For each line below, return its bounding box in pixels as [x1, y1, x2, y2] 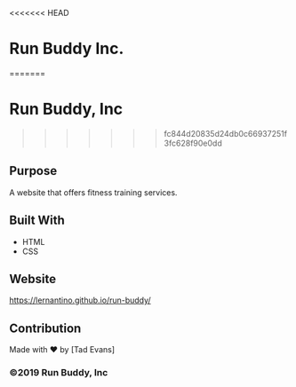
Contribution [9, 320, 82, 336]
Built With [9, 213, 65, 228]
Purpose [9, 163, 58, 178]
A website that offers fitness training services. [9, 186, 178, 198]
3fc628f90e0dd [164, 138, 222, 148]
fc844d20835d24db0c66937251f [164, 128, 287, 138]
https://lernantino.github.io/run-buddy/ [9, 295, 151, 305]
